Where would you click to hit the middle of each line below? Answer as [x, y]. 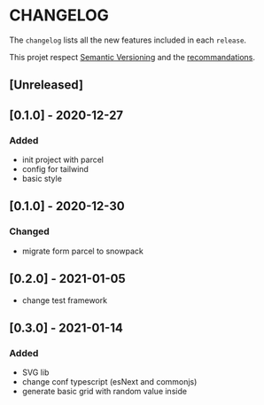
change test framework [65, 300]
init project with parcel [63, 160]
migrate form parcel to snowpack [82, 251]
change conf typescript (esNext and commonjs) [109, 382]
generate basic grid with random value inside [105, 392]
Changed [30, 231]
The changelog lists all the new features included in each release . [128, 40]
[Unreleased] [47, 85]
